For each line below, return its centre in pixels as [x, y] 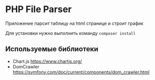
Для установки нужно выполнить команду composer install [71, 33]
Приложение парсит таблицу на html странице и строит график [74, 23]
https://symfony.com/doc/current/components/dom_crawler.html [81, 72]
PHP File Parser [38, 9]
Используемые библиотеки [52, 49]
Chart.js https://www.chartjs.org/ [47, 61]
